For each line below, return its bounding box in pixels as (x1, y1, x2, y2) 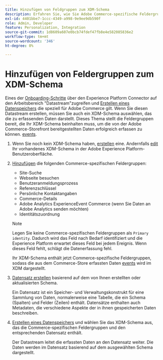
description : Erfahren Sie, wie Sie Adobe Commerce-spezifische (5, 12, 138, 17)
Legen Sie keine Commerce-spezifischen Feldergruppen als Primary (12, 230, 149, 236)
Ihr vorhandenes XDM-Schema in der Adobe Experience (12, 145, 125, 151)
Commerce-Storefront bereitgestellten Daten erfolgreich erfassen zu (5, 126, 142, 132)
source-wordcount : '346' (5, 39, 55, 44)
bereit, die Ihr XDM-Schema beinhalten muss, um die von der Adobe (5, 121, 142, 126)
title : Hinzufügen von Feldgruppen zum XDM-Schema (5, 7, 110, 12)
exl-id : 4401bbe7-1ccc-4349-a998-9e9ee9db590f (5, 16, 101, 21)
